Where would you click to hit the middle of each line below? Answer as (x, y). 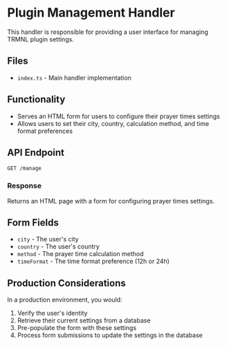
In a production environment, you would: (65, 300)
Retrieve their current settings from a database (84, 320)
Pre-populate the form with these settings (77, 328)
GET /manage (24, 169)
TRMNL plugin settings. (40, 39)
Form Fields (33, 223)
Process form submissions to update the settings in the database (110, 335)
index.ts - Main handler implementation (74, 78)
